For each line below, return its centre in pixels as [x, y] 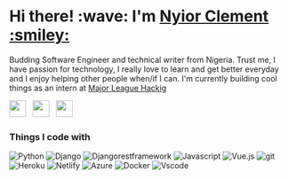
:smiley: [40, 35]
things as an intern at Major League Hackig [88, 88]
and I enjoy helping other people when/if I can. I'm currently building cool [143, 78]
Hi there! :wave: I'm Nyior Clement [139, 16]
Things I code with [50, 136]
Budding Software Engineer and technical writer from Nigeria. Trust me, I [143, 59]
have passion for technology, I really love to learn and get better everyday [144, 69]
